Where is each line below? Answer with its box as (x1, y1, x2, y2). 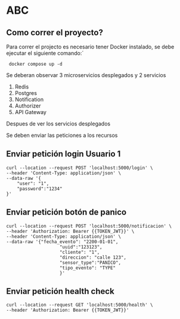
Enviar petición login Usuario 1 (6, 149, 121, 159)
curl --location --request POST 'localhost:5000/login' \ (6, 165, 153, 171)
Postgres (14, 90, 38, 96)
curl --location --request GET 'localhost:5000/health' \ (6, 302, 153, 308)
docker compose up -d (8, 61, 63, 67)
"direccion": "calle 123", (59, 254, 127, 260)
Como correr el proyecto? (6, 27, 103, 38)
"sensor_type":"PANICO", (59, 259, 121, 266)
